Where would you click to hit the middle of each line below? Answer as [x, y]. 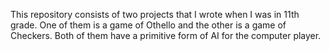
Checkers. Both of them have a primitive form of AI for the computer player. [166, 35]
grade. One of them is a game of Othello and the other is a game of [148, 25]
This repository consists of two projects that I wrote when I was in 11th [155, 14]
